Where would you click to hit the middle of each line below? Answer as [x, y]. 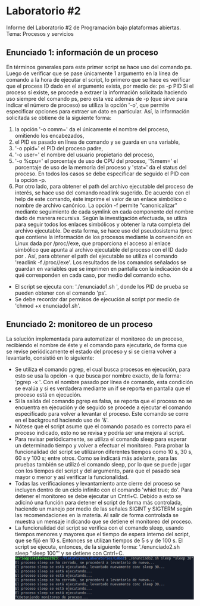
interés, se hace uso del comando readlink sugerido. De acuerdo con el [102, 193]
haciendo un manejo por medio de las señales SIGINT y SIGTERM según [103, 509]
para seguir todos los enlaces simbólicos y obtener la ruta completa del [102, 224]
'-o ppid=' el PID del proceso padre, [59, 148]
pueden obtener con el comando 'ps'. [61, 293]
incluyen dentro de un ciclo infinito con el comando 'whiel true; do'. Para [103, 490]
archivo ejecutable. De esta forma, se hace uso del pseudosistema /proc [104, 230]
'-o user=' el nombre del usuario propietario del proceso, [85, 154]
